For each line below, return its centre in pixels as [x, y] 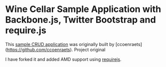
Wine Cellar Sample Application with [83, 9]
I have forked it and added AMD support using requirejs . [63, 59]
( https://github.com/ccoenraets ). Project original [55, 49]
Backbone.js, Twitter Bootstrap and [80, 20]
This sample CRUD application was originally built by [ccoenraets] [74, 44]
